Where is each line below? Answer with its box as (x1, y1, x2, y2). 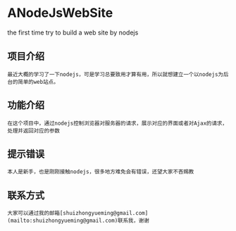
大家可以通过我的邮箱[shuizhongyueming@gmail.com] (7, 210, 149, 217)
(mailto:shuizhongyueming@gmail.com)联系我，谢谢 (7, 217, 149, 225)
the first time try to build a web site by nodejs (7, 28, 139, 37)
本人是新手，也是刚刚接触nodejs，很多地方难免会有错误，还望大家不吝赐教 (7, 168, 194, 175)
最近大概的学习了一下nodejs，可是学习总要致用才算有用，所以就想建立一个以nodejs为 (7, 70, 224, 78)
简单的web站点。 (17, 78, 59, 85)
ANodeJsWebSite (7, 5, 113, 21)
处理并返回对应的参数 (7, 127, 60, 135)
